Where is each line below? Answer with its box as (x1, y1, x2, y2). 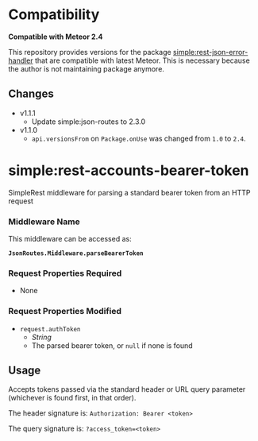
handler (8, 56, 33, 65)
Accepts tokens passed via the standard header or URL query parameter (8, 385, 246, 394)
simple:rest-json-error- (173, 47, 248, 56)
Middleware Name (8, 216, 81, 227)
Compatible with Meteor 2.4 (8, 32, 103, 41)
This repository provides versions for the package (8, 47, 172, 56)
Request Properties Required (8, 268, 122, 279)
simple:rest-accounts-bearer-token (8, 161, 249, 180)
